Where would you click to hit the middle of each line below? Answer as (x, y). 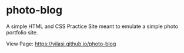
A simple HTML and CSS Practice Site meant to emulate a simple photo (92, 26)
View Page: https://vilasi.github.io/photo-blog (61, 44)
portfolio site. (22, 32)
